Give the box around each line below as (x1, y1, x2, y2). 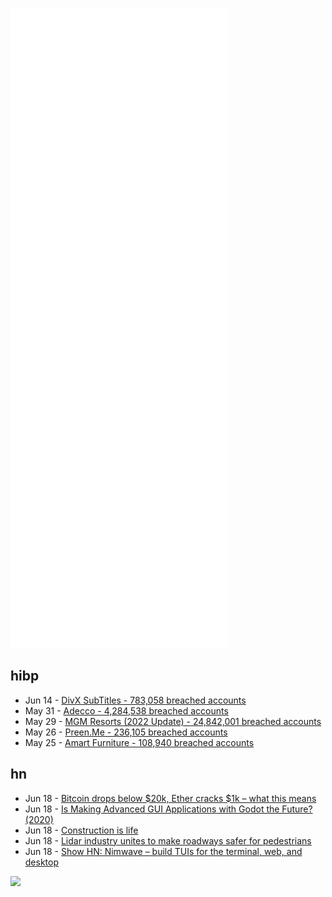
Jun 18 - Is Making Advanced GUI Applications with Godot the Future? (24, 803, 313, 815)
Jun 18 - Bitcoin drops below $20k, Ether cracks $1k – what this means (24, 792, 317, 804)
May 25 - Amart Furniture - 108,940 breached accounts (24, 736, 255, 748)
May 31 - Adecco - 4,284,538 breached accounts (24, 704, 229, 717)
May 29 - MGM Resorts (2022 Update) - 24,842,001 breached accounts (24, 715, 322, 727)
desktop (24, 856, 60, 868)
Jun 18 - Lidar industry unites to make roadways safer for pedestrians (24, 834, 312, 847)
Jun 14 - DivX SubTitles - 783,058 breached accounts (24, 694, 247, 706)
